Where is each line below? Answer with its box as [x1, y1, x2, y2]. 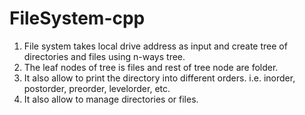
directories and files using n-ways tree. [23, 50, 186, 62]
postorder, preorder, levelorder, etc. [23, 82, 171, 94]
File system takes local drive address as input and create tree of [23, 40, 288, 52]
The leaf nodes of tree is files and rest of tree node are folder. [23, 61, 279, 73]
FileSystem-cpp [9, 7, 146, 30]
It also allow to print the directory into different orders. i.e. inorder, [23, 72, 296, 84]
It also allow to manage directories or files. [23, 93, 199, 105]
